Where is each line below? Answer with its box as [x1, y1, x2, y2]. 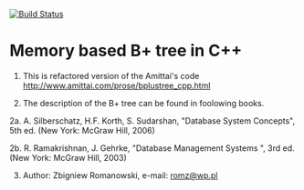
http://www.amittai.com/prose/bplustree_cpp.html [22, 80, 211, 91]
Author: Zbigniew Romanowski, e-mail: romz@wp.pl [22, 169, 218, 181]
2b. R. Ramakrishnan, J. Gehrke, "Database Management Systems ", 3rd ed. [9, 142, 295, 154]
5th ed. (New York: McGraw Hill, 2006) [9, 125, 155, 135]
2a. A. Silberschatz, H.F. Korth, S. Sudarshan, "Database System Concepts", [9, 115, 296, 126]
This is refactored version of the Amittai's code [22, 70, 200, 81]
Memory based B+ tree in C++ [9, 41, 243, 61]
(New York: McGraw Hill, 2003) [9, 152, 128, 163]
